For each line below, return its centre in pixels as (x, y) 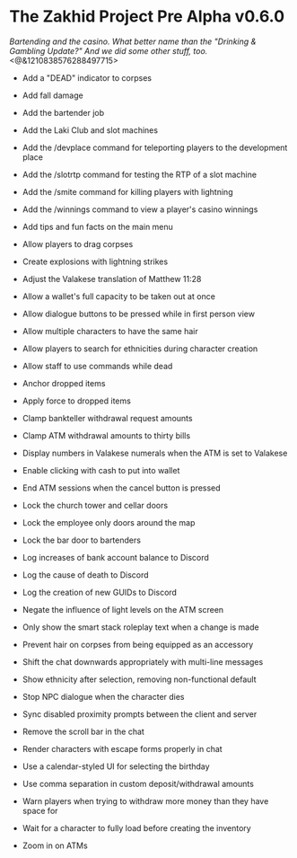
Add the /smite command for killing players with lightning (127, 191)
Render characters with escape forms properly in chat (122, 748)
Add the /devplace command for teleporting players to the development (155, 147)
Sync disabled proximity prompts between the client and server (140, 714)
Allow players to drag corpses (78, 243)
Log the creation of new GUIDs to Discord (100, 592)
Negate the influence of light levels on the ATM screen (123, 609)
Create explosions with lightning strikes (95, 261)
